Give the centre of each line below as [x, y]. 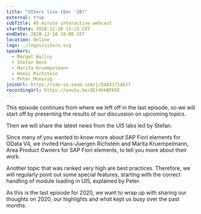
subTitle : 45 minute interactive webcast [59, 23]
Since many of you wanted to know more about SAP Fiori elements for [94, 137]
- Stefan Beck [29, 62]
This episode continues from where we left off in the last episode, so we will [101, 107]
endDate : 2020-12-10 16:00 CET [46, 34]
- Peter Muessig [32, 79]
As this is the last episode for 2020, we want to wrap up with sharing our [97, 192]
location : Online [28, 40]
